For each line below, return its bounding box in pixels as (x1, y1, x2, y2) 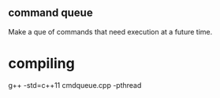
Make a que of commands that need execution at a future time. (8, 27, 213, 36)
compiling (8, 55, 75, 72)
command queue (8, 6, 93, 20)
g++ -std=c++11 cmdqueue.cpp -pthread (8, 80, 142, 89)
